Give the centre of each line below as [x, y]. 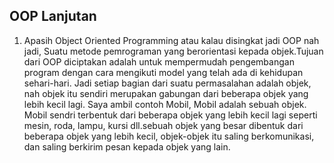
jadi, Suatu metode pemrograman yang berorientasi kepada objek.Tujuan [173, 51]
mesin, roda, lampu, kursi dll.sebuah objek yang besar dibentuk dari [163, 125]
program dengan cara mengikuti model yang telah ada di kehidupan [163, 72]
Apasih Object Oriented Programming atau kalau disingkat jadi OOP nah [171, 40]
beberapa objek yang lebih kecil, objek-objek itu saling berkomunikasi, [169, 136]
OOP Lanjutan [53, 16]
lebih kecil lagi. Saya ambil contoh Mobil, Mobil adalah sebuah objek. [165, 104]
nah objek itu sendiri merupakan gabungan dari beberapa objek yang [166, 93]
